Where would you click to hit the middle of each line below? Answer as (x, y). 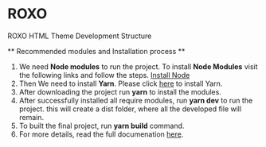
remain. (31, 117)
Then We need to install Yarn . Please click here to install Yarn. (121, 83)
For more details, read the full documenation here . (101, 134)
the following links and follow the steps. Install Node (104, 75)
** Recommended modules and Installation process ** (96, 51)
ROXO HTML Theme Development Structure (80, 36)
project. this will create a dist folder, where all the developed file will (130, 109)
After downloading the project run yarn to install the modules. (120, 91)
